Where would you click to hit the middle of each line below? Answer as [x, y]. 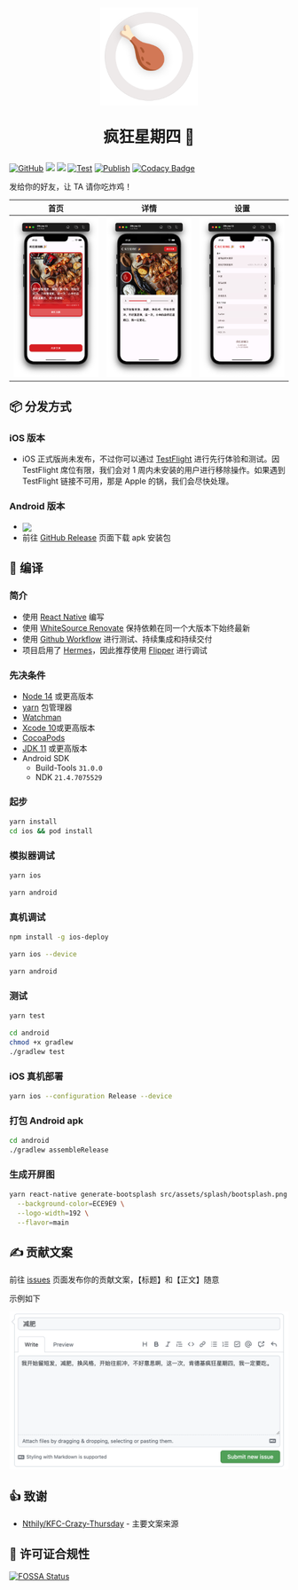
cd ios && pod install [51, 831]
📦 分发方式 [41, 407]
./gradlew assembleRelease [59, 1150]
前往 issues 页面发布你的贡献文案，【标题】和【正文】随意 [114, 1279]
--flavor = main [43, 1223]
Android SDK [46, 758]
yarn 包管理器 [47, 707]
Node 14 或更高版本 [58, 696]
